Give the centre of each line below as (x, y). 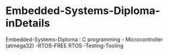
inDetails (28, 23)
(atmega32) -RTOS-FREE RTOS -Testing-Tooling (65, 46)
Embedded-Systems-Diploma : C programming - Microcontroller (84, 39)
